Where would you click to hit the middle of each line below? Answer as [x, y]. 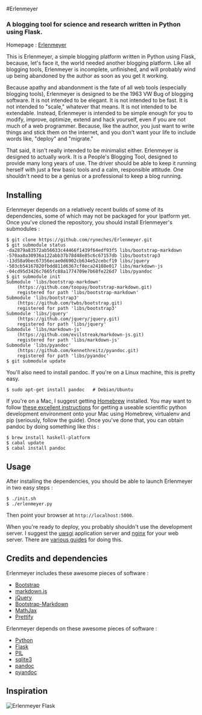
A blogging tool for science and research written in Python [93, 24]
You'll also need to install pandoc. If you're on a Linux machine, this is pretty [101, 373]
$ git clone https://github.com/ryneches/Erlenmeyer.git [79, 240]
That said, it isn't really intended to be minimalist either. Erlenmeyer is [93, 151]
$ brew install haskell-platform [48, 438]
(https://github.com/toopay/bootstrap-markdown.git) [85, 288]
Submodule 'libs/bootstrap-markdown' [54, 282]
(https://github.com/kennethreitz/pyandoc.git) [78, 351]
